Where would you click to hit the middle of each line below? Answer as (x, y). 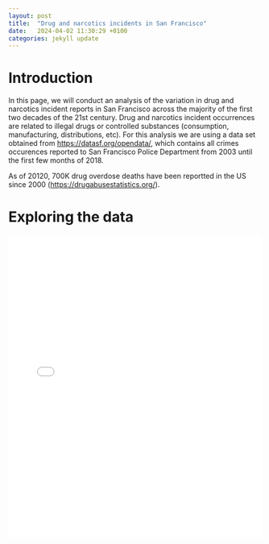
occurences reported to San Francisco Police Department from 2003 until (130, 152)
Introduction (51, 78)
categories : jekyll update (54, 38)
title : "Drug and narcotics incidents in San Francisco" (108, 23)
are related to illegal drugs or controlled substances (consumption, (119, 127)
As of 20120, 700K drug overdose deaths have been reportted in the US (128, 176)
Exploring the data (71, 217)
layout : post (30, 16)
